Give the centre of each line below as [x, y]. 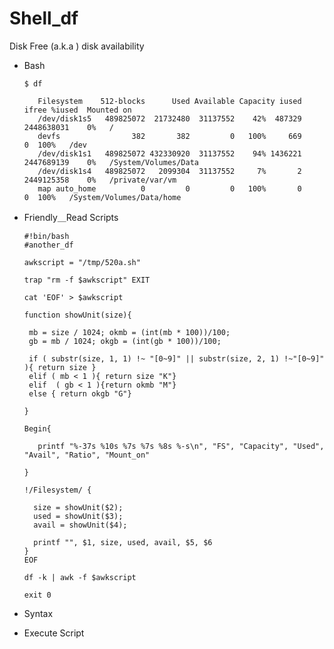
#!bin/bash [46, 236]
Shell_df [44, 18]
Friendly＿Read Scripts [71, 217]
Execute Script [54, 633]
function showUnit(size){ [77, 315]
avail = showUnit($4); [80, 525]
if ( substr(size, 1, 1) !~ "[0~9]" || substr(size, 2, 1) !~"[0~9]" [176, 358]
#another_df [48, 245]
